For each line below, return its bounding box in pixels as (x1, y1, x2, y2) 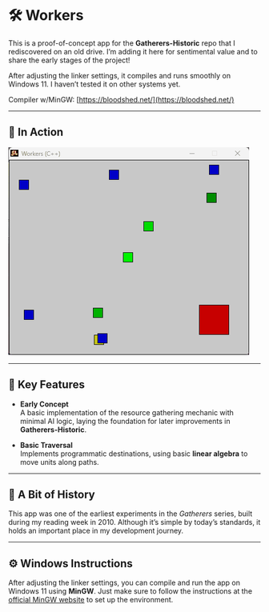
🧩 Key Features (8, 378, 86, 392)
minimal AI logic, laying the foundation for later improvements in (19, 416, 231, 426)
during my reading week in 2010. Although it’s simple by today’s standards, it (8, 518, 261, 527)
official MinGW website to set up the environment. (8, 595, 174, 605)
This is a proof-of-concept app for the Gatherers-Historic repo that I (8, 38, 236, 48)
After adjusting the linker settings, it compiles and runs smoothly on (8, 70, 231, 80)
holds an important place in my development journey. (8, 526, 184, 536)
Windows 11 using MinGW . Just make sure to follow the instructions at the (8, 586, 253, 596)
